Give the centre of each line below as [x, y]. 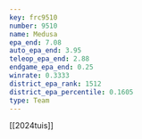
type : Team [29, 100]
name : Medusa [33, 34]
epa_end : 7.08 [36, 42]
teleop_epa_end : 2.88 [50, 59]
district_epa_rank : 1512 [55, 84]
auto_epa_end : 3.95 [46, 51]
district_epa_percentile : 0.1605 [71, 92]
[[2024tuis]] [31, 126]
